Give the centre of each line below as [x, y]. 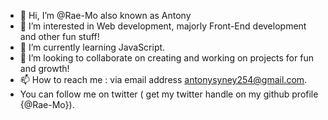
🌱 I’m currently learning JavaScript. [92, 47]
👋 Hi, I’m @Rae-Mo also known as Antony [105, 15]
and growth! [44, 68]
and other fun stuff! [59, 36]
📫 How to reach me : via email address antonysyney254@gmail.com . [163, 79]
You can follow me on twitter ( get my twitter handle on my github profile [169, 94]
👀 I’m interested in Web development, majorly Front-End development [163, 26]
